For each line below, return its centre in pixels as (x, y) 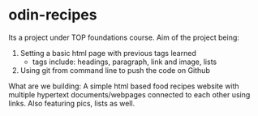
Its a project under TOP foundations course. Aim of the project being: (124, 37)
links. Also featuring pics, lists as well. (72, 103)
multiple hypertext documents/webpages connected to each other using (129, 94)
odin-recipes (53, 15)
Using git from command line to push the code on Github (115, 70)
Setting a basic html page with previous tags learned (108, 53)
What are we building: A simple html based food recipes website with (124, 86)
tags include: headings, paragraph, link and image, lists (125, 62)
